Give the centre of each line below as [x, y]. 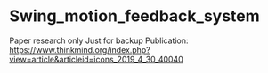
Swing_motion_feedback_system [134, 16]
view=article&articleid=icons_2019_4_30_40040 [97, 59]
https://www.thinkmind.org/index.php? [80, 49]
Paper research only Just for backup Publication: [99, 40]
